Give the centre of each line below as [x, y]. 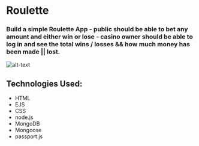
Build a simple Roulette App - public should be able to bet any [97, 29]
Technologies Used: [44, 84]
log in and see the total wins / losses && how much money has [98, 44]
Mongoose [28, 130]
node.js [24, 117]
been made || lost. [33, 52]
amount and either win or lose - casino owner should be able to [99, 37]
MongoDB [27, 124]
